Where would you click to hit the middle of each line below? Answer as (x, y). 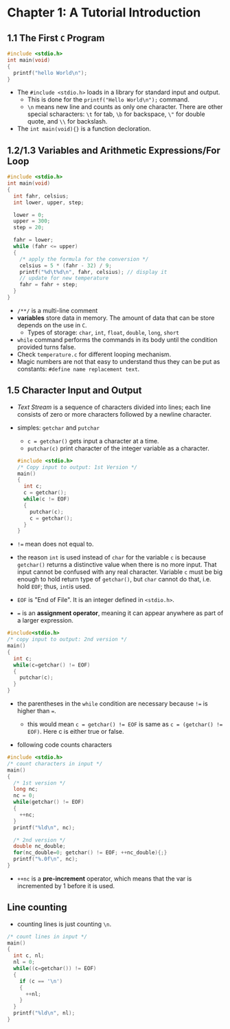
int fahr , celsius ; (41, 196)
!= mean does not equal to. (55, 544)
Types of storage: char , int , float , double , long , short (103, 332)
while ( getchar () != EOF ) (49, 802)
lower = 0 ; (29, 215)
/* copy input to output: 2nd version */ (67, 640)
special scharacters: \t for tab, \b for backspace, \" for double (116, 114)
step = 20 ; (29, 228)
